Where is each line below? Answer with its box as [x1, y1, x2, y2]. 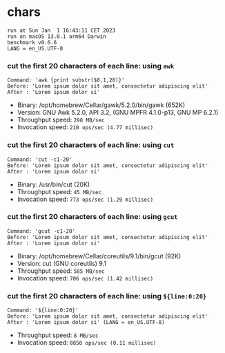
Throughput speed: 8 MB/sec [17, 331, 99, 339]
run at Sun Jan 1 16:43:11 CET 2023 [7, 27, 116, 34]
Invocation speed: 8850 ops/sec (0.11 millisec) [17, 338, 157, 347]
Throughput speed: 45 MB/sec [17, 187, 102, 195]
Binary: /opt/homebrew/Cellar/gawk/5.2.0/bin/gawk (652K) [17, 101, 186, 109]
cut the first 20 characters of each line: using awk [7, 61, 175, 70]
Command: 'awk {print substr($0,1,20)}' [7, 77, 126, 84]
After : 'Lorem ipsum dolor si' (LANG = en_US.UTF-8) [7, 319, 166, 326]
